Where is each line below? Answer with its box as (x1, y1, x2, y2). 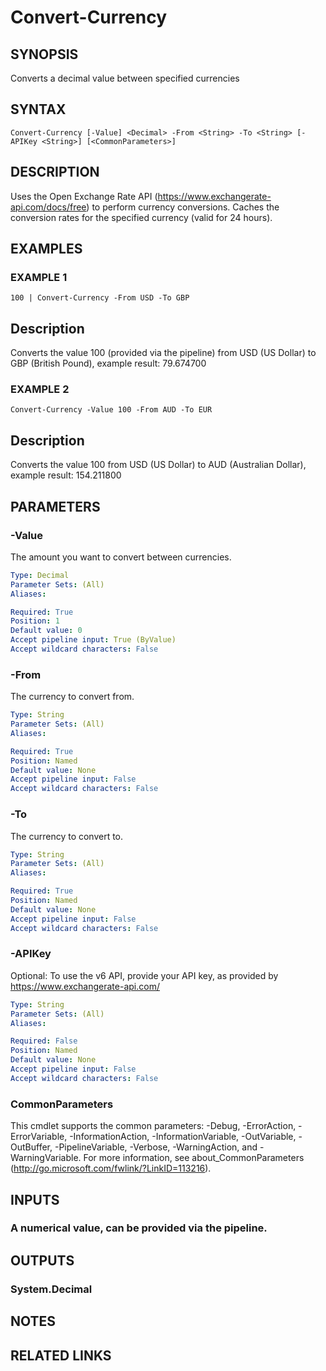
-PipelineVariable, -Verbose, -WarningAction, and (54, 1141, 258, 1153)
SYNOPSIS (10, 46, 79, 63)
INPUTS (10, 1191, 60, 1208)
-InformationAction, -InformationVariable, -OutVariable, (69, 1131, 297, 1143)
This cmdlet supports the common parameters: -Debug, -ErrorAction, (10, 1120, 297, 1132)
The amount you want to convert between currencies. (10, 551, 232, 563)
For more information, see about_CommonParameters (83, 1152, 305, 1164)
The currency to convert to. (10, 830, 124, 842)
